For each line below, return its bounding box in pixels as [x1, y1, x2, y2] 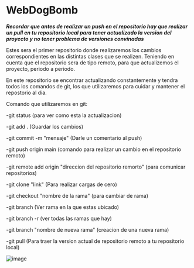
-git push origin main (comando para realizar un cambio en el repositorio [6, 146, 182, 153]
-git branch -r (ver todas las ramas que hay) [6, 215, 113, 222]
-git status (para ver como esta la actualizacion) [6, 112, 122, 119]
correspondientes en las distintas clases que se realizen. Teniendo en [6, 53, 175, 60]
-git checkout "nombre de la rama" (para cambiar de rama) [6, 192, 148, 199]
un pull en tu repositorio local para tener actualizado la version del [6, 29, 172, 36]
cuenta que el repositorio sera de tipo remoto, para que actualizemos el [6, 59, 179, 66]
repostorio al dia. [6, 89, 47, 96]
